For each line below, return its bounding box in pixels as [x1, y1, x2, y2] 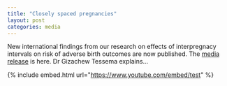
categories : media [7, 23, 61, 30]
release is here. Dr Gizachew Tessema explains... [7, 57, 149, 66]
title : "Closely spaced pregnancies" [7, 10, 117, 17]
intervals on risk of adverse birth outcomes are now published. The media [7, 50, 220, 58]
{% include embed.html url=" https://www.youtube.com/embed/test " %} [7, 71, 214, 79]
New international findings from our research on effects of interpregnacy [7, 43, 217, 51]
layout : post [7, 17, 45, 24]
